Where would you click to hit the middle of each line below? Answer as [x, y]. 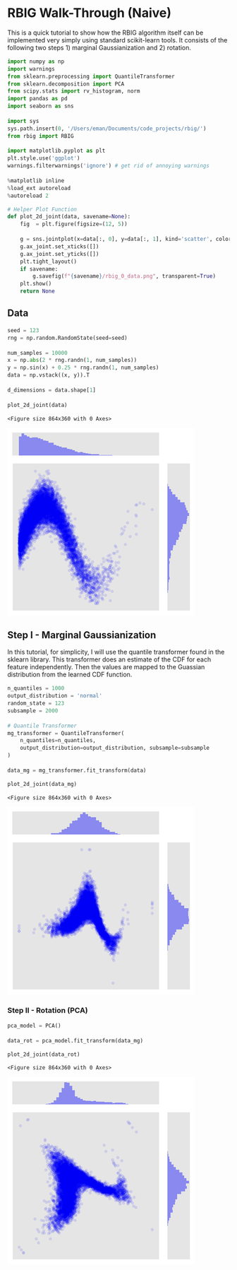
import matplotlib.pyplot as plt [56, 151]
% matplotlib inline [36, 181]
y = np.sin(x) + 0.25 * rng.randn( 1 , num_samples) [83, 368]
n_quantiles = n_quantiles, [58, 741]
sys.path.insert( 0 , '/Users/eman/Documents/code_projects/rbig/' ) [107, 129]
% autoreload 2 [28, 196]
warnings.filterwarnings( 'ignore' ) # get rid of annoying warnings [109, 166]
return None [37, 291]
